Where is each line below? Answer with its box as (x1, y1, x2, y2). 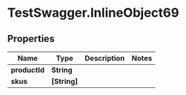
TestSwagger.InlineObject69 (7, 5, 180, 21)
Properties (7, 33, 55, 45)
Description (84, 54, 125, 63)
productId (11, 65, 44, 75)
